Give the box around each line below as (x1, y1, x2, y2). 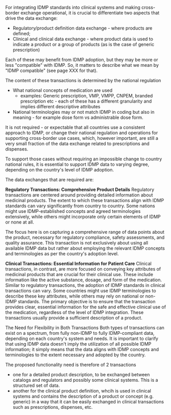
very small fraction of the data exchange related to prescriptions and (5, 140, 150, 147)
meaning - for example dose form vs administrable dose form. (12, 114, 143, 120)
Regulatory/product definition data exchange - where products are (12, 25, 153, 31)
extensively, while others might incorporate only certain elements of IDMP (5, 214, 161, 219)
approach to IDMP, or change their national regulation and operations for (5, 130, 158, 136)
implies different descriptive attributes (20, 104, 101, 109)
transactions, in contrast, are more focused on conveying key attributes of (5, 266, 161, 272)
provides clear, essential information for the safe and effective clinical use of (5, 304, 166, 310)
